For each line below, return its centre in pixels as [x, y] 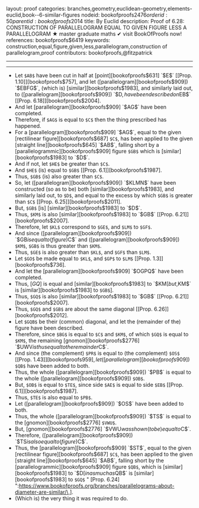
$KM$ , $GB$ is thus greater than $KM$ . [58, 246]
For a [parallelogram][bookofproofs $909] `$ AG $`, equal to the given [98, 132]
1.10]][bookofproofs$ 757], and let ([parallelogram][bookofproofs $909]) [101, 82]
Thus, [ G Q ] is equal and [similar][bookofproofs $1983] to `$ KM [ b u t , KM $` [103, 284]
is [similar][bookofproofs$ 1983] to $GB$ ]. [64, 290]
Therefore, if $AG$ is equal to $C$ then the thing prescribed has [91, 119]
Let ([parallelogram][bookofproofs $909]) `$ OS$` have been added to [99, 404]
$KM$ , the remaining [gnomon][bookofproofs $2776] [77, 340]
